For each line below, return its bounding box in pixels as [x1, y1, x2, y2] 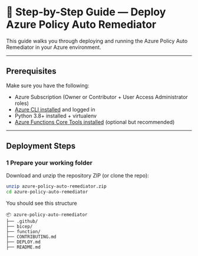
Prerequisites [6, 66, 57, 76]
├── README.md [6, 244, 41, 250]
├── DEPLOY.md [6, 239, 41, 245]
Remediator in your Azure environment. [6, 44, 101, 51]
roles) [14, 100, 29, 107]
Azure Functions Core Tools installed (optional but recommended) [14, 118, 175, 126]
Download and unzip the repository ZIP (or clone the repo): [6, 172, 149, 179]
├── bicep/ [6, 224, 33, 229]
